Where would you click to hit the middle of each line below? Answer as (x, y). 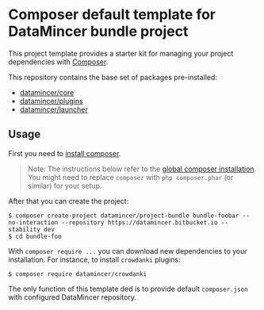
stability (25, 229)
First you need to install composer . (65, 153)
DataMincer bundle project (98, 31)
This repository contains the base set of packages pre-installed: (113, 77)
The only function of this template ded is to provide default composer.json (128, 289)
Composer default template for (112, 15)
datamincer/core (47, 92)
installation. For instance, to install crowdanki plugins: (94, 259)
